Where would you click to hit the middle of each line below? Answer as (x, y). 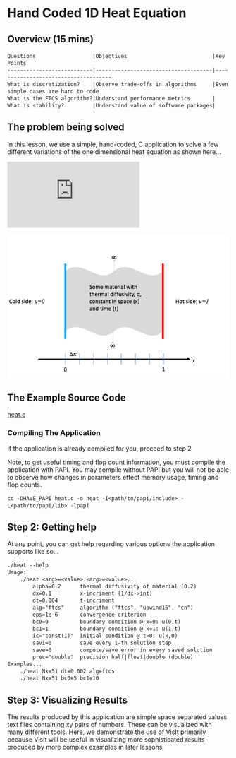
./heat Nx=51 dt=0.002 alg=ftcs (67, 671)
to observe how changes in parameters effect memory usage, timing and (113, 477)
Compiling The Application (54, 433)
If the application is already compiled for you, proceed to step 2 (99, 448)
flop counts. (25, 485)
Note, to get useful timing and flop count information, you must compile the (117, 462)
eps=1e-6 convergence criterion (89, 615)
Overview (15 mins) (50, 39)
